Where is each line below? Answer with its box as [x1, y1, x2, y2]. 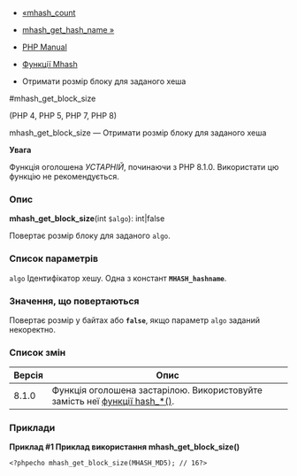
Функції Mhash [21, 59, 78, 69]
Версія [13, 369, 44, 381]
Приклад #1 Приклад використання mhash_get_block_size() [9, 441, 240, 452]
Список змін [9, 346, 66, 358]
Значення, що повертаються [9, 295, 140, 307]
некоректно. [9, 324, 56, 334]
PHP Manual [21, 42, 68, 52]
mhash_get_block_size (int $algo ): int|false [9, 213, 165, 224]
